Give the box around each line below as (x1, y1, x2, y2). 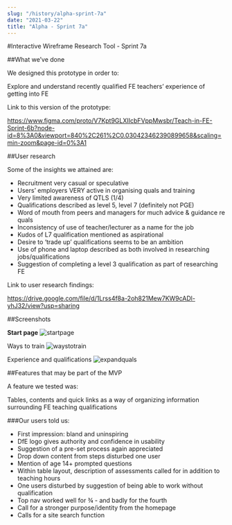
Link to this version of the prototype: (7, 103, 111, 112)
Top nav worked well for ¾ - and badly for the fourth (17, 497, 168, 505)
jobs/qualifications (17, 252, 71, 261)
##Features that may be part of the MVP (7, 369, 123, 377)
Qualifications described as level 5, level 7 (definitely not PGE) (17, 201, 195, 209)
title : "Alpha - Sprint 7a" (7, 23, 89, 30)
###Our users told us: (7, 417, 70, 425)
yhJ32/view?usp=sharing (7, 302, 80, 310)
